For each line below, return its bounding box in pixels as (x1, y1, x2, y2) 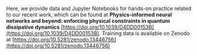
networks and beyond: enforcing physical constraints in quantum (6, 18, 170, 24)
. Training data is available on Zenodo (98, 30, 190, 37)
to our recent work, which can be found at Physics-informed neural (6, 11, 172, 18)
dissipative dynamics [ (6, 23, 63, 30)
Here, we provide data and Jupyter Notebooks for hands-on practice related (6, 5, 192, 12)
